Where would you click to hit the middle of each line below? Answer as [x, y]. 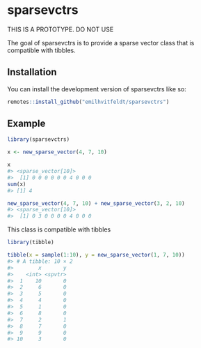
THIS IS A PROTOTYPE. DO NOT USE [61, 29]
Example [26, 124]
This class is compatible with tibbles [59, 229]
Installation [32, 72]
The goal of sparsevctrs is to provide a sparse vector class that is [101, 43]
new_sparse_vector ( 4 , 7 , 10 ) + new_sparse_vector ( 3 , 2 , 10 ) [96, 203]
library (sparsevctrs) [39, 139]
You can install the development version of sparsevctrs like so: [97, 89]
